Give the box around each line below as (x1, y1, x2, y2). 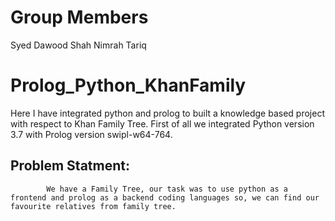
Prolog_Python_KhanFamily (10, 74, 247, 97)
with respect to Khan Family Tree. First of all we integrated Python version (10, 117, 315, 130)
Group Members (10, 6, 149, 29)
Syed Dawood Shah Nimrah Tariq (10, 39, 147, 51)
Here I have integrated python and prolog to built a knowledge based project (10, 107, 325, 119)
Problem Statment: (10, 157, 130, 175)
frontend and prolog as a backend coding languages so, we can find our (10, 192, 320, 203)
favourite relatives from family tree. (10, 201, 177, 211)
